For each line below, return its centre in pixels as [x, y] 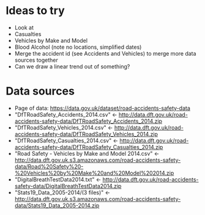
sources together [36, 60]
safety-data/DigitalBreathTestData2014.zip [68, 186]
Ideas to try [35, 11]
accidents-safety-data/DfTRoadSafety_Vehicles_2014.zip [86, 134]
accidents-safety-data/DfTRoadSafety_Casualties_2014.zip [89, 147]
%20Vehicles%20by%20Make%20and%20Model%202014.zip [94, 173]
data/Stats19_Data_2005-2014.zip [57, 205]
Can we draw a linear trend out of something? [72, 66]
